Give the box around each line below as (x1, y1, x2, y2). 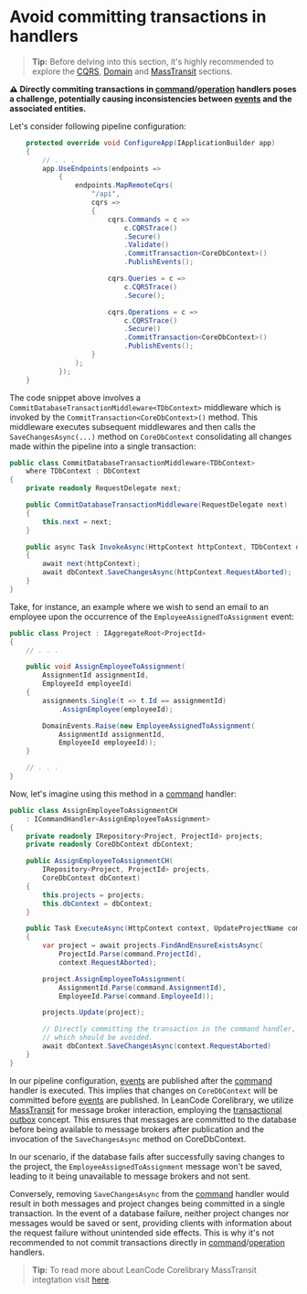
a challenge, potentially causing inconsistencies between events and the (9, 93, 292, 104)
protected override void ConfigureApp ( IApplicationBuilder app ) (26, 138, 276, 147)
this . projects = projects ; (42, 890, 145, 900)
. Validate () (123, 241, 170, 250)
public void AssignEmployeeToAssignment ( (26, 662, 185, 671)
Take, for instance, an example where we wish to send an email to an (9, 601, 270, 612)
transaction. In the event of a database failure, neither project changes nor (9, 1207, 290, 1218)
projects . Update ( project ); (42, 1008, 145, 1017)
